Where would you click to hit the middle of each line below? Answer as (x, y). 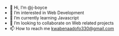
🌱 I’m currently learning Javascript (44, 18)
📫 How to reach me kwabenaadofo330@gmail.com (62, 28)
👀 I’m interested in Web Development (47, 13)
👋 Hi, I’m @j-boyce (28, 8)
